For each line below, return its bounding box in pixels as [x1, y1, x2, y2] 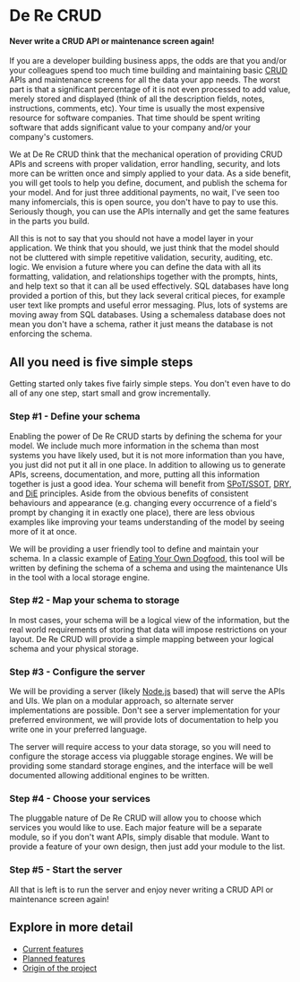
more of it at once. [9, 526, 78, 536]
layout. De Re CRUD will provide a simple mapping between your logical [9, 633, 275, 644]
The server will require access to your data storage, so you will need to [9, 742, 271, 752]
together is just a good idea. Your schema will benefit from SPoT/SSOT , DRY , [9, 478, 292, 489]
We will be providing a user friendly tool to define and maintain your [9, 543, 260, 554]
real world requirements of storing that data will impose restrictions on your [9, 624, 287, 635]
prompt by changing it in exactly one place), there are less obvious [9, 507, 255, 517]
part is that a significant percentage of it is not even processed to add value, [9, 84, 291, 95]
